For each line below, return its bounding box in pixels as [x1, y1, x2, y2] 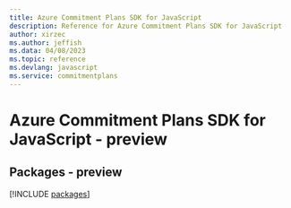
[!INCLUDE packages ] [9, 188, 90, 199]
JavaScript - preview [9, 129, 168, 149]
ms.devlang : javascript [9, 64, 98, 73]
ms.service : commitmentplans [9, 72, 118, 81]
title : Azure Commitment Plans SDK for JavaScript [9, 13, 202, 22]
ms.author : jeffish [9, 38, 82, 48]
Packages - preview [9, 165, 123, 180]
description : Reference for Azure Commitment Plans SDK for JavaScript [9, 22, 282, 30]
